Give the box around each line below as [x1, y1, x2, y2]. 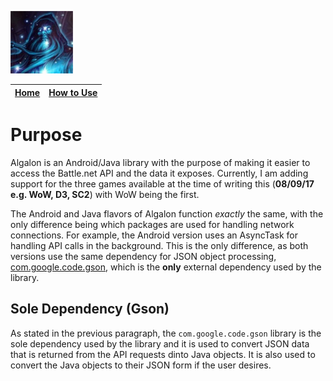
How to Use [48, 86, 98, 98]
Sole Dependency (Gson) [10, 301, 170, 318]
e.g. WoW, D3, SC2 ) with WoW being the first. [10, 188, 200, 200]
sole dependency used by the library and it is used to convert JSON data [10, 337, 310, 350]
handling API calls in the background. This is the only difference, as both [10, 239, 309, 251]
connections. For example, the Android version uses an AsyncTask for [10, 229, 298, 241]
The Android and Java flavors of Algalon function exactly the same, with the [10, 207, 324, 220]
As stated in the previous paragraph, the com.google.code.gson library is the [10, 327, 322, 339]
